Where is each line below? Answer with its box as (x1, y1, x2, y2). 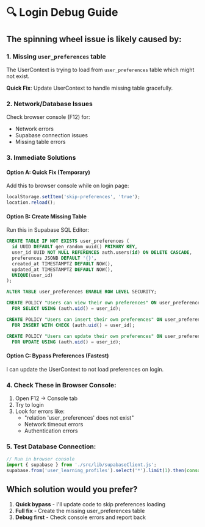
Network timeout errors (24, 420, 84, 428)
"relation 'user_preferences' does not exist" (24, 414, 134, 421)
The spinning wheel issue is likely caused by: (6, 34, 182, 44)
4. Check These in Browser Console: (6, 381, 117, 389)
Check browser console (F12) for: (6, 113, 90, 121)
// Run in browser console (6, 456, 75, 462)
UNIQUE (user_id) (12, 272, 53, 278)
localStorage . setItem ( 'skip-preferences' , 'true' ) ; (6, 194, 140, 200)
